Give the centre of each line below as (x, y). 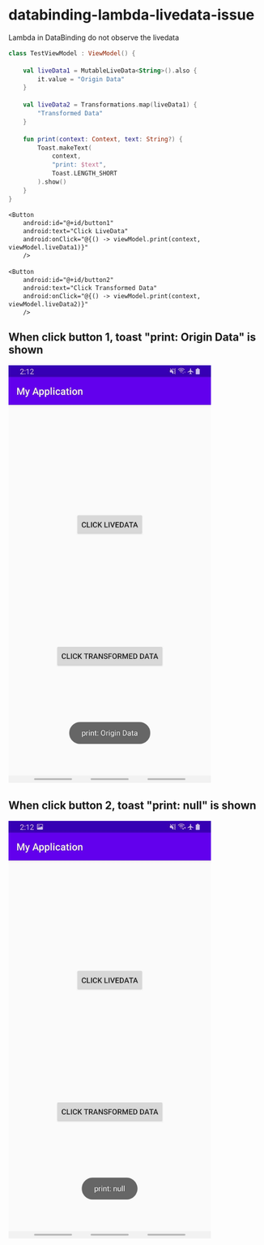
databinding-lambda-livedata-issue (132, 15)
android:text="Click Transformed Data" (90, 288)
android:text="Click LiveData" (76, 231)
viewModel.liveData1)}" (49, 247)
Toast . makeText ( (65, 148)
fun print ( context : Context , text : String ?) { (103, 139)
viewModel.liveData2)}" (49, 304)
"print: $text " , (79, 165)
